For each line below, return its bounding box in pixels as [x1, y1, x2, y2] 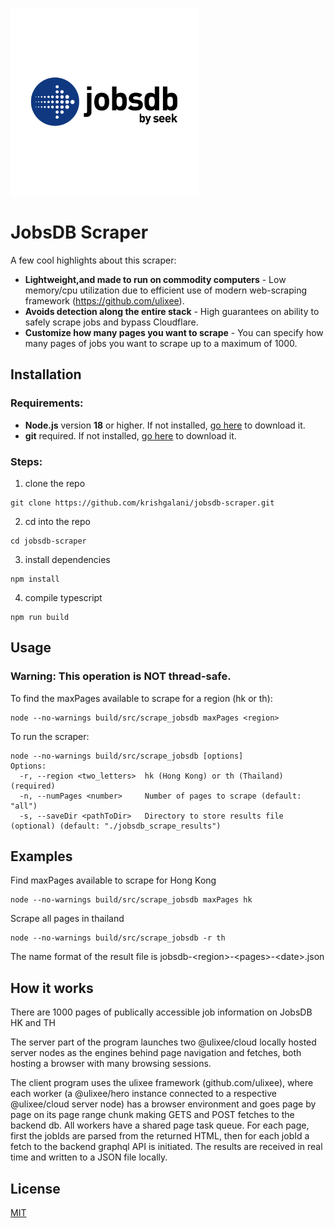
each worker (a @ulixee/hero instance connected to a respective [10, 1088, 277, 1100]
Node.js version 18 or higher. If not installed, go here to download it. [24, 419, 306, 431]
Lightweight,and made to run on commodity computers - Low [24, 273, 287, 285]
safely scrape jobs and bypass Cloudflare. [24, 316, 199, 328]
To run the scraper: [10, 730, 90, 742]
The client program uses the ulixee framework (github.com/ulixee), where [10, 1077, 314, 1089]
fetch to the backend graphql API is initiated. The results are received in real [10, 1141, 323, 1153]
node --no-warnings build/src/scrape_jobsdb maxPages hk [10, 895, 253, 905]
